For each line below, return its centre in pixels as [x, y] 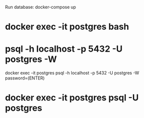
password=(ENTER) [25, 78]
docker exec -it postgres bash [67, 27]
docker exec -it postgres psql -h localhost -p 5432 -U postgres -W [72, 73]
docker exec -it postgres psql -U [72, 98]
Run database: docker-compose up [41, 7]
